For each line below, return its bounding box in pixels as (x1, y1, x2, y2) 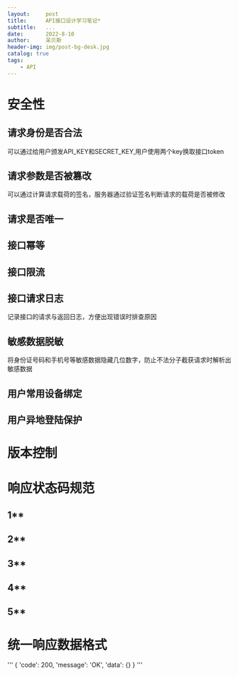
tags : (7, 57, 23, 64)
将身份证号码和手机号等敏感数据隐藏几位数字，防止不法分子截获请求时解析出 (7, 355, 232, 364)
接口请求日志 (7, 293, 64, 304)
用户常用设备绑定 (7, 388, 82, 400)
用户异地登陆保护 (7, 414, 82, 426)
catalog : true (7, 51, 50, 58)
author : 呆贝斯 (7, 37, 62, 44)
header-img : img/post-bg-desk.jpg (7, 43, 110, 51)
